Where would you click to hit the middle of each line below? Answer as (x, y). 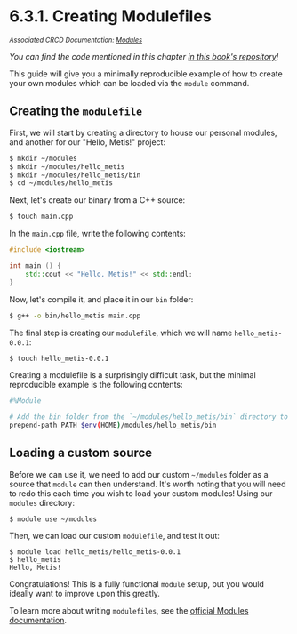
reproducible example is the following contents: (96, 385)
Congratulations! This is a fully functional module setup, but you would (137, 583)
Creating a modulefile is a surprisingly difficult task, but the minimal (132, 375)
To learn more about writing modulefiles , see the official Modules (129, 610)
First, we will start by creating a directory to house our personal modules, (143, 132)
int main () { (36, 266)
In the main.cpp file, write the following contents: (98, 234)
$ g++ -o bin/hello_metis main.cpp (75, 316)
